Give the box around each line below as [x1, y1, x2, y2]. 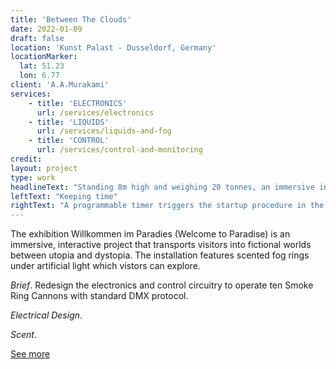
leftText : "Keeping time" [10, 191, 118, 201]
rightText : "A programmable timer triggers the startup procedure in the [10, 201, 325, 211]
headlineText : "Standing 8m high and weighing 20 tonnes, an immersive [10, 182, 315, 192]
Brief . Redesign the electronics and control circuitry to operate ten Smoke [10, 279, 314, 291]
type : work [10, 172, 56, 183]
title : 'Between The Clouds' [10, 14, 132, 25]
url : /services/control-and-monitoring [36, 145, 203, 155]
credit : [10, 154, 43, 164]
